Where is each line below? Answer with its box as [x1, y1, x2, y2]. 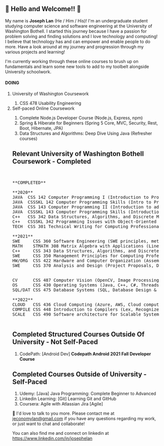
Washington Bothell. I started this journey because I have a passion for [5, 28, 147, 34]
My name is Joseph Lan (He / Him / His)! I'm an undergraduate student [5, 18, 148, 23]
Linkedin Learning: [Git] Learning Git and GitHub [19, 396, 117, 402]
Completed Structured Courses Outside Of [12, 330, 145, 339]
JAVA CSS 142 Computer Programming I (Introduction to [12, 194, 149, 200]
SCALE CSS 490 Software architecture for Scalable [12, 311, 142, 317]
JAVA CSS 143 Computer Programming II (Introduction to [12, 204, 151, 210]
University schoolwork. [5, 69, 52, 75]
